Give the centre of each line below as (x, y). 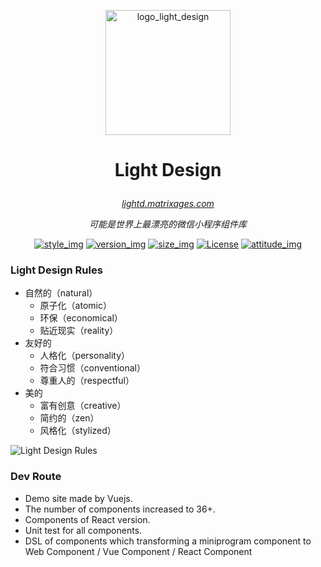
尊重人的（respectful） (87, 381)
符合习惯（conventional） (92, 368)
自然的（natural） (61, 293)
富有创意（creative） (83, 406)
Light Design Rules (56, 270)
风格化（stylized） (78, 431)
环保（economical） (81, 318)
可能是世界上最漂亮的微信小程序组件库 (168, 224)
